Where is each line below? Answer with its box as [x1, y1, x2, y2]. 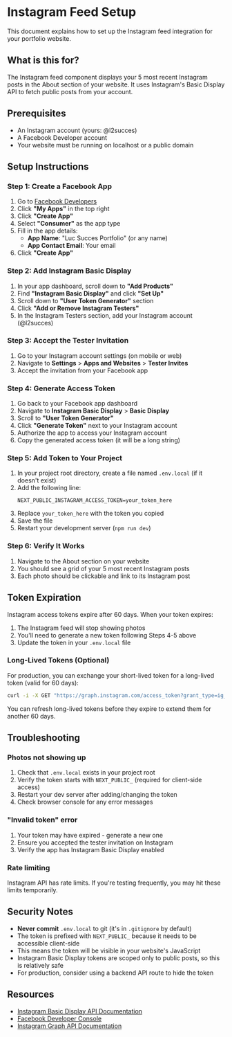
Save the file [17, 516, 53, 525]
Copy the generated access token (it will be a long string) [17, 436, 181, 444]
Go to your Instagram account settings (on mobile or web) [17, 351, 182, 360]
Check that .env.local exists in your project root [17, 768, 155, 777]
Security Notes [7, 906, 74, 918]
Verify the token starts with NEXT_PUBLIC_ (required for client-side [17, 776, 202, 784]
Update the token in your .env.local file [17, 638, 131, 647]
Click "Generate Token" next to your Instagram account [17, 422, 177, 430]
